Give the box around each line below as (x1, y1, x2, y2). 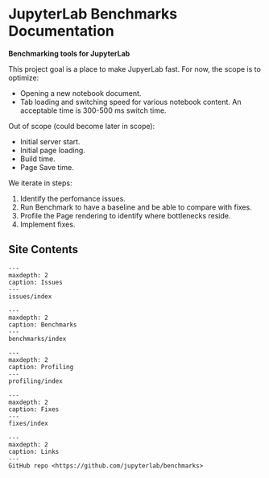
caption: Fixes (8, 405, 60, 414)
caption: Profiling (8, 363, 74, 371)
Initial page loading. (19, 145, 86, 155)
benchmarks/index (8, 335, 67, 343)
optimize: (8, 73, 39, 82)
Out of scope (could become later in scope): (8, 121, 155, 131)
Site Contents (8, 243, 79, 256)
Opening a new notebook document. (19, 88, 142, 98)
